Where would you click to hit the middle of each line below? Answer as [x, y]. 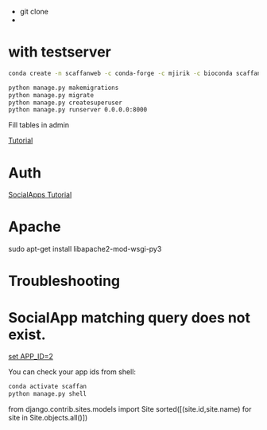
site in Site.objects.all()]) [48, 418]
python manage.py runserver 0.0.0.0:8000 [78, 110]
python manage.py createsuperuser [66, 103]
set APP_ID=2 [31, 357]
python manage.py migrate [51, 95]
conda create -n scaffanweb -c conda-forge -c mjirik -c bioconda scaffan [135, 73]
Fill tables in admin [39, 125]
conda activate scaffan [48, 387]
